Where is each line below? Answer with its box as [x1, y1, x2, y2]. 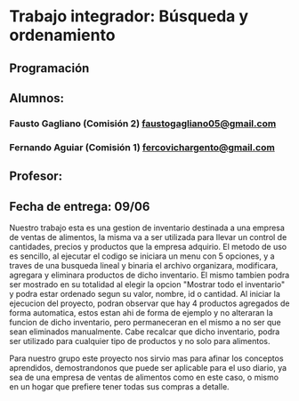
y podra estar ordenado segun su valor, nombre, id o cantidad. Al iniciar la [9, 289, 280, 300]
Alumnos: [9, 91, 65, 106]
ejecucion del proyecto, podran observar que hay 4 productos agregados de [9, 298, 290, 309]
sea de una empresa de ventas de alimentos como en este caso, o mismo [9, 372, 279, 383]
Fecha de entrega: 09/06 [9, 198, 150, 214]
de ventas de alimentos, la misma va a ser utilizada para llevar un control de [9, 232, 287, 243]
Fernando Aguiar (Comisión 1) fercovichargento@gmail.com [9, 140, 276, 153]
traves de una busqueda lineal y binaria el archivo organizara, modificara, [9, 261, 279, 271]
